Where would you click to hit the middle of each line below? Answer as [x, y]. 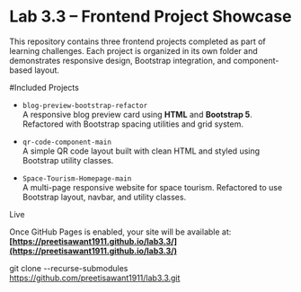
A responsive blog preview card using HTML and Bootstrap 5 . [137, 114]
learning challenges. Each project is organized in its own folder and [133, 50]
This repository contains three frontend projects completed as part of [138, 41]
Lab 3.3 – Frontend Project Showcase [150, 17]
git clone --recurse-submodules [69, 268]
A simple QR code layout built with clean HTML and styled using [141, 151]
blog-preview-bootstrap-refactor [85, 105]
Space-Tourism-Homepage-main [77, 178]
